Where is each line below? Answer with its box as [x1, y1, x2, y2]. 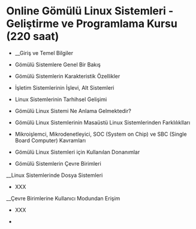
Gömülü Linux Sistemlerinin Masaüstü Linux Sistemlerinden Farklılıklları [14, 118, 191, 126]
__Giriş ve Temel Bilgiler [14, 49, 74, 56]
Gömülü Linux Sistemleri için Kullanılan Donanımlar [14, 148, 140, 155]
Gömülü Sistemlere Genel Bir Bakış [14, 61, 101, 68]
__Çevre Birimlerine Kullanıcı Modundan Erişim [6, 194, 120, 201]
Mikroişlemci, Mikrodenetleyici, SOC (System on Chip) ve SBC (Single [14, 130, 187, 138]
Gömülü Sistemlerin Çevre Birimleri [14, 160, 102, 167]
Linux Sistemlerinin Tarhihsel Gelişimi [14, 96, 107, 103]
